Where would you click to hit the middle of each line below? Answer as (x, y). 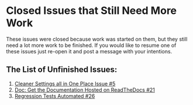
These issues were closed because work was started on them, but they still (97, 39)
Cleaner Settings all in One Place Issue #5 (65, 84)
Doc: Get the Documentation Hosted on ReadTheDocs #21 (85, 90)
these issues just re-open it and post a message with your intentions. (89, 51)
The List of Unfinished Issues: (62, 70)
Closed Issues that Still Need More (92, 11)
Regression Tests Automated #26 (55, 96)
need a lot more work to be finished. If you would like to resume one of (91, 45)
